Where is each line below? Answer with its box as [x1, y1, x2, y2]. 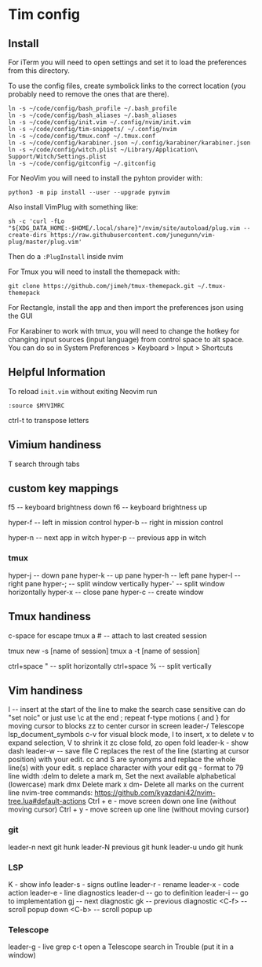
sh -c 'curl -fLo [8, 217, 65, 225]
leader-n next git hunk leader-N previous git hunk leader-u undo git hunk [8, 842, 243, 852]
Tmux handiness [8, 610, 92, 623]
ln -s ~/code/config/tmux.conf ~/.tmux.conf [8, 132, 156, 140]
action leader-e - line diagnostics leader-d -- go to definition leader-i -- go [8, 888, 249, 897]
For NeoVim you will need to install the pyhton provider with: [8, 173, 203, 182]
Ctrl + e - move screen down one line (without [87, 797, 237, 806]
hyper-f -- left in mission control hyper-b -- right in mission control [8, 518, 224, 527]
